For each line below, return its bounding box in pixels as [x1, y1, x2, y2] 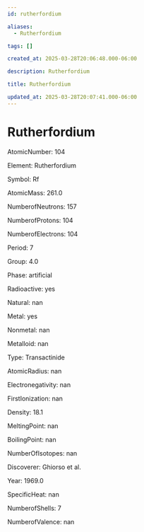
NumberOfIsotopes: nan [7, 449, 78, 457]
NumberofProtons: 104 [7, 216, 73, 224]
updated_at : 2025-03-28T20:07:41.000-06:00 [7, 93, 138, 100]
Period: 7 [7, 243, 34, 252]
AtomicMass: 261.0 [7, 188, 63, 197]
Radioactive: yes [7, 284, 56, 293]
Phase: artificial [7, 270, 53, 279]
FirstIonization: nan [7, 394, 64, 403]
